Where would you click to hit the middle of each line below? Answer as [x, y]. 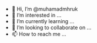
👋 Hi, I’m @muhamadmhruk [45, 9]
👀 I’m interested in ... [36, 15]
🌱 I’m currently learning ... [43, 21]
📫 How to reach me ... [39, 34]
